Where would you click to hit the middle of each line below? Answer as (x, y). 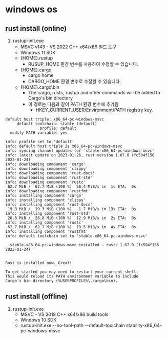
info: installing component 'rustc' (44, 223)
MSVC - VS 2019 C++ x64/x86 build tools (64, 314)
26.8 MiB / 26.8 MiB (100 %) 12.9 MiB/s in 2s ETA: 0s (72, 218)
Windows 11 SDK (38, 53)
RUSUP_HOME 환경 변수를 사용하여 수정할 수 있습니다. (83, 64)
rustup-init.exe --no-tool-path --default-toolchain (73, 325)
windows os (32, 9)
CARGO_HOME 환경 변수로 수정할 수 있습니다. (75, 81)
